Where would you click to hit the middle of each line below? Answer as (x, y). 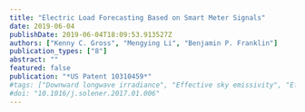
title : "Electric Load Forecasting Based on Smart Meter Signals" (138, 18)
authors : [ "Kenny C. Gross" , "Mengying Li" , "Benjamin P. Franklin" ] (144, 43)
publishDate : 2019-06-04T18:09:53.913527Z (91, 34)
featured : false (40, 69)
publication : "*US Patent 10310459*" (81, 77)
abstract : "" (34, 60)
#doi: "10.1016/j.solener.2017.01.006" (85, 93)
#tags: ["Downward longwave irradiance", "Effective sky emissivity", (146, 85)
